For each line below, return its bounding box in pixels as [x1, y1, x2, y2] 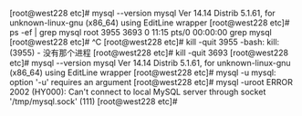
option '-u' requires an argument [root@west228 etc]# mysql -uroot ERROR [9, 77, 294, 87]
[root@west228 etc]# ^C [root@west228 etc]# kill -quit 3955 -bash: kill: [9, 36, 280, 47]
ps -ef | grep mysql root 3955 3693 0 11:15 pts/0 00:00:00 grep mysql [9, 27, 272, 37]
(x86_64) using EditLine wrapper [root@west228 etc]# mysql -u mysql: [9, 67, 276, 78]
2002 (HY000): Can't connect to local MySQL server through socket [9, 86, 266, 97]
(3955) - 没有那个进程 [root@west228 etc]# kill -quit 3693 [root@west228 [9, 47, 289, 58]
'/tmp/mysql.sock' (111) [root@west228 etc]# [9, 96, 178, 107]
